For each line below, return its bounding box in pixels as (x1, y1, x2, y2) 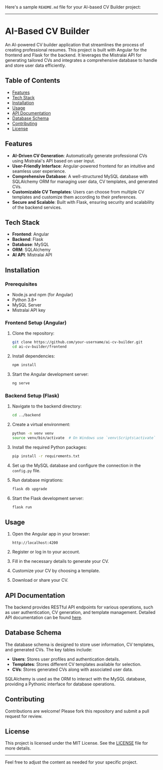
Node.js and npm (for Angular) (12, 292, 73, 298)
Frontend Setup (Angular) (5, 319, 67, 326)
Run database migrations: (12, 477, 64, 483)
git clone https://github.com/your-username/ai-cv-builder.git (12, 340, 143, 345)
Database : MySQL (12, 242, 49, 248)
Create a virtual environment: (12, 422, 70, 428)
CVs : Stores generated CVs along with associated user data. (12, 666, 133, 672)
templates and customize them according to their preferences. (12, 194, 137, 200)
